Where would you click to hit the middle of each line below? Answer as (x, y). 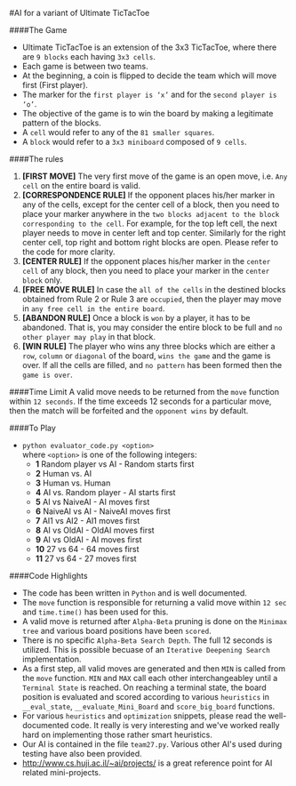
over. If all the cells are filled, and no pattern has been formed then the (152, 365)
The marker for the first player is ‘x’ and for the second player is (149, 94)
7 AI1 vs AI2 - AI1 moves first (88, 521)
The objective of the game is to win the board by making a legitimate (148, 113)
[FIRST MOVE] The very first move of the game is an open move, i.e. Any (155, 176)
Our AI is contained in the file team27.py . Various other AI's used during (152, 744)
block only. (42, 280)
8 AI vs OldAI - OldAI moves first (95, 530)
